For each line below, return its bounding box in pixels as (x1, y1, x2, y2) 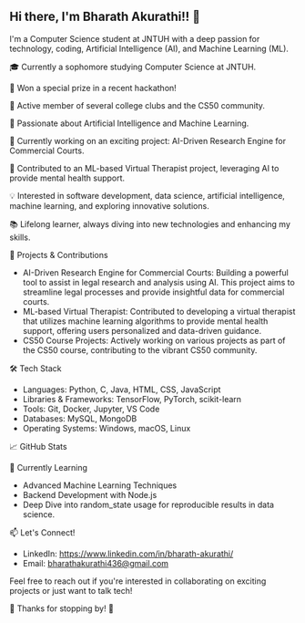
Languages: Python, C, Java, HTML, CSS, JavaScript (22, 384, 221, 395)
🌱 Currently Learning (9, 462, 88, 472)
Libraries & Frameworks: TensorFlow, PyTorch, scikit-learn (22, 393, 242, 404)
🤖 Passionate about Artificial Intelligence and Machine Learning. (9, 118, 249, 129)
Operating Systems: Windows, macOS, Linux (22, 422, 191, 433)
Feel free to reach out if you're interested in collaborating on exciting (9, 576, 267, 587)
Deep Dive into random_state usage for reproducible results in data (22, 499, 275, 510)
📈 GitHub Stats (9, 441, 67, 452)
